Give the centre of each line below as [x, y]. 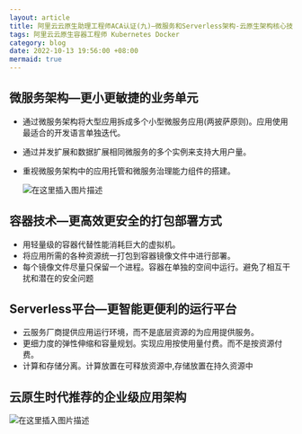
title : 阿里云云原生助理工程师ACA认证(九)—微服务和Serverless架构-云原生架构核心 [148, 26]
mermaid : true [36, 59]
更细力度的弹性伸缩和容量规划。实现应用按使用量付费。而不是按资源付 [152, 343]
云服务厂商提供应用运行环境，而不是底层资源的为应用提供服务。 [140, 332]
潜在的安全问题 [66, 278]
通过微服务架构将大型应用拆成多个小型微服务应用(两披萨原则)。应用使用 [155, 121]
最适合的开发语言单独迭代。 [74, 132]
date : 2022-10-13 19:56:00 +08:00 [74, 51]
